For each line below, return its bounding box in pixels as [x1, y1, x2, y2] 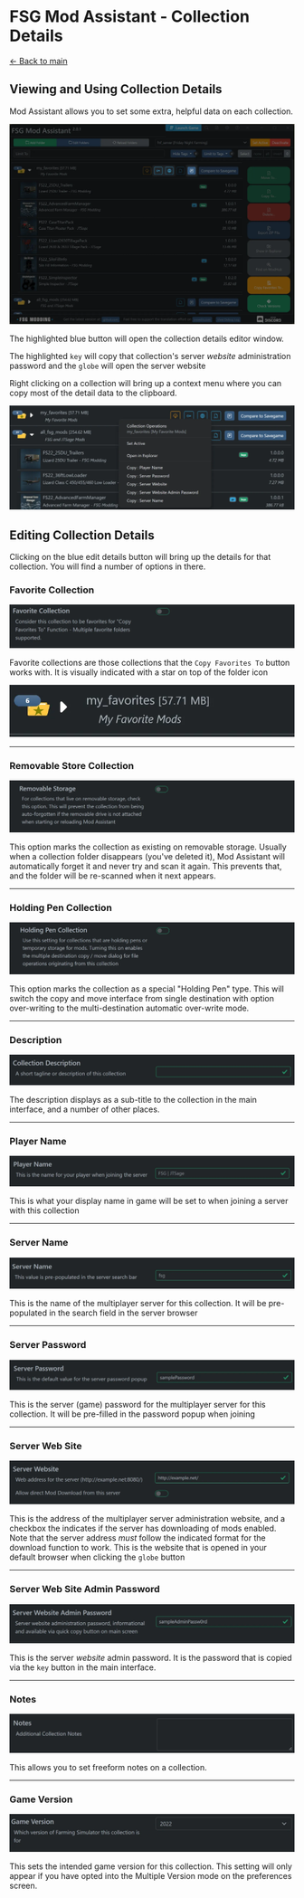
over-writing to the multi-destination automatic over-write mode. [9, 1002, 250, 1013]
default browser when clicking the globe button [9, 1552, 185, 1562]
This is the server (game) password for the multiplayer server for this [9, 1399, 266, 1409]
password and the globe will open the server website [9, 360, 206, 371]
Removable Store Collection [9, 759, 134, 772]
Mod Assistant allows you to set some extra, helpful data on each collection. [9, 106, 294, 117]
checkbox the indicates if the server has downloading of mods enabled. [9, 1523, 277, 1534]
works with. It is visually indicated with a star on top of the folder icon [9, 667, 269, 678]
